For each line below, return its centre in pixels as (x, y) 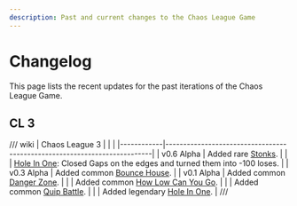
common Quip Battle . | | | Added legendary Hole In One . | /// (119, 192)
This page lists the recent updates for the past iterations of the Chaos (136, 86)
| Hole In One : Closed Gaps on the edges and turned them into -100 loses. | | (149, 163)
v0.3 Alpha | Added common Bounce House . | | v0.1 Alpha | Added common (148, 173)
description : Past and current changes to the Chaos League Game (132, 17)
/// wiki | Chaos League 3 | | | (63, 145)
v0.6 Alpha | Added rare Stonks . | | (224, 154)
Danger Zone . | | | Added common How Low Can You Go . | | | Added (134, 182)
